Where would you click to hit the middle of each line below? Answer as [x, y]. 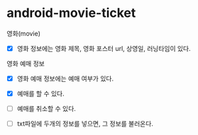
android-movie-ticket [71, 13]
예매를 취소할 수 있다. [46, 109]
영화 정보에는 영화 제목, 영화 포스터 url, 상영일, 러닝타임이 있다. [104, 48]
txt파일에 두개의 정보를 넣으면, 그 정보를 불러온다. [85, 124]
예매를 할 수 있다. [40, 94]
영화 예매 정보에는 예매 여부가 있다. [65, 78]
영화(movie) [23, 33]
